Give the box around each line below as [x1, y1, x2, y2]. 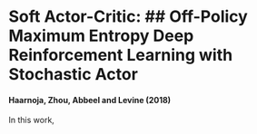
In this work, [8, 115, 55, 126]
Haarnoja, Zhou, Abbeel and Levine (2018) [8, 94, 172, 105]
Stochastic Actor [8, 64, 138, 85]
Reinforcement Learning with [8, 45, 233, 65]
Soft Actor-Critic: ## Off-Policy [8, 6, 249, 27]
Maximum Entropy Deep [8, 25, 194, 46]
